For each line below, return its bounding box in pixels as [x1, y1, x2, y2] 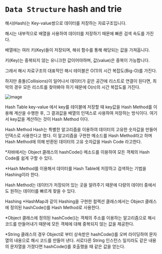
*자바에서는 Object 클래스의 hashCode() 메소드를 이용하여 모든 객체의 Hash [5, 149, 150, 155]
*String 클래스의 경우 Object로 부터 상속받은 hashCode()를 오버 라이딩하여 [5, 231, 148, 237]
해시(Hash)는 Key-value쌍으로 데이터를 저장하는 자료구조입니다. [5, 20, 127, 26]
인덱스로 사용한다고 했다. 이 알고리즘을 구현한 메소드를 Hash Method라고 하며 [5, 133, 152, 138]
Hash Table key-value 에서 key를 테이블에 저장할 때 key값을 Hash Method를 [5, 104, 152, 110]
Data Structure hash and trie [5, 3, 122, 15]
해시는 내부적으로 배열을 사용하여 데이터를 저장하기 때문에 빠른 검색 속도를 [5, 30, 145, 36]
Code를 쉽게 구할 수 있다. [5, 155, 53, 161]
